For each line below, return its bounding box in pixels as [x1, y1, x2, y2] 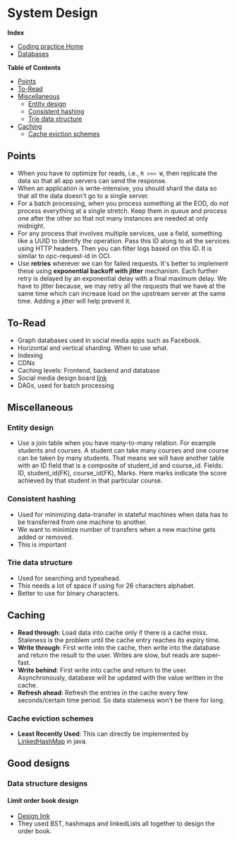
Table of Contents [7, 63, 61, 71]
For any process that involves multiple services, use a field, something [17, 228, 222, 238]
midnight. [17, 221, 46, 230]
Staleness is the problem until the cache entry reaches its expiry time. [17, 635, 221, 644]
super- [200, 651, 221, 659]
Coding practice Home [17, 42, 84, 50]
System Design [7, 5, 99, 21]
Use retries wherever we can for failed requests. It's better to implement [17, 259, 229, 267]
